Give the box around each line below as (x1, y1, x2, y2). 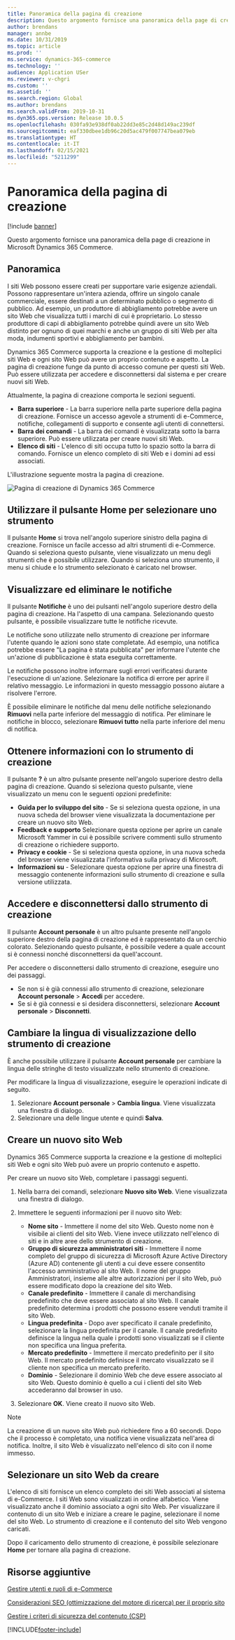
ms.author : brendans (7, 102, 68, 109)
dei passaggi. (7, 971, 46, 979)
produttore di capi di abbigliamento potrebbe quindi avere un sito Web (7, 319, 210, 327)
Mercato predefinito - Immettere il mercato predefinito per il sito (27, 1348, 215, 1357)
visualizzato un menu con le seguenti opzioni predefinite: (7, 790, 172, 798)
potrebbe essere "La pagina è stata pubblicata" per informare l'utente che (7, 645, 220, 654)
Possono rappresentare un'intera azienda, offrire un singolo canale (7, 289, 200, 298)
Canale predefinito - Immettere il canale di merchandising (27, 1289, 196, 1297)
